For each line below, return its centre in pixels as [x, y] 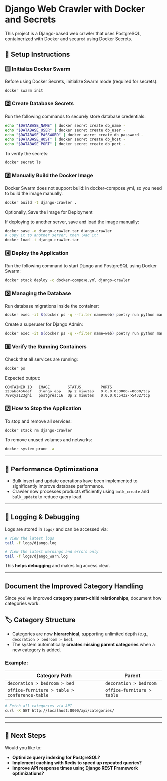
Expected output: [23, 378]
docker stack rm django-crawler [39, 430]
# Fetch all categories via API [39, 706]
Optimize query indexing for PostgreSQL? [56, 757]
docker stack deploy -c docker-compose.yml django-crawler [68, 280]
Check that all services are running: [42, 359]
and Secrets [31, 20]
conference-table [28, 695]
